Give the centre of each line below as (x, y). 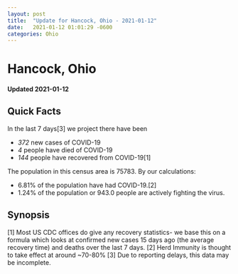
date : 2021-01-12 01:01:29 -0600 (60, 27)
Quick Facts (34, 111)
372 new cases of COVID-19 (59, 142)
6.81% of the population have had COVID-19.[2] (87, 185)
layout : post (27, 14)
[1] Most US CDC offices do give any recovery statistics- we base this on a (117, 232)
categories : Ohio (33, 34)
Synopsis (28, 215)
